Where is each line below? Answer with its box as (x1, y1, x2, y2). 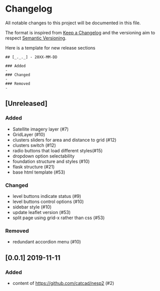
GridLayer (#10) (12, 131, 45, 137)
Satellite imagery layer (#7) (12, 126, 69, 132)
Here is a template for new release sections (5, 45, 96, 51)
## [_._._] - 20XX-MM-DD (5, 54, 58, 60)
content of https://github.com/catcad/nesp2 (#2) (12, 280, 115, 286)
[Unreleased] (5, 99, 48, 108)
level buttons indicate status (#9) (12, 193, 82, 199)
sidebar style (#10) (12, 203, 52, 210)
